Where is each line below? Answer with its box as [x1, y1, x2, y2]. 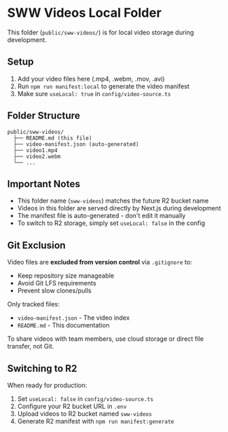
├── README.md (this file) [13, 135, 92, 142]
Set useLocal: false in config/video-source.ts [17, 395, 154, 403]
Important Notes [7, 177, 80, 190]
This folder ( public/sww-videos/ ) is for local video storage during [7, 28, 194, 36]
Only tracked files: [7, 300, 60, 309]
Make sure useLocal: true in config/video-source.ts [17, 89, 171, 97]
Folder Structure [7, 110, 80, 122]
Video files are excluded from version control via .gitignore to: [7, 258, 192, 266]
